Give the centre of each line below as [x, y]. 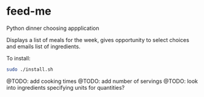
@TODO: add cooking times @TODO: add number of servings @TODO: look [102, 81]
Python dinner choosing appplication [53, 28]
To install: [18, 58]
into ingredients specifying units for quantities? [66, 87]
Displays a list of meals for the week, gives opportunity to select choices [98, 40]
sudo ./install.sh [30, 69]
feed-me [29, 11]
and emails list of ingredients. [43, 46]
